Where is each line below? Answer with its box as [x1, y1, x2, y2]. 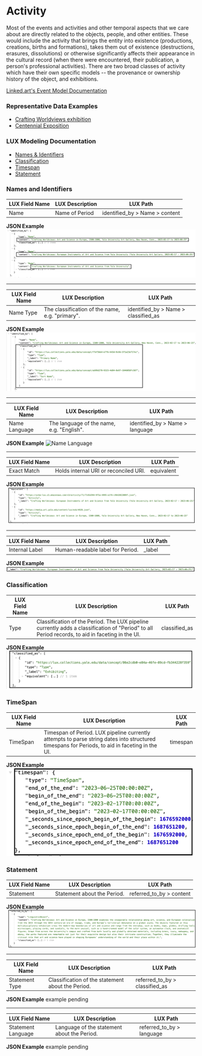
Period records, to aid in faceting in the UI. [36, 630, 141, 638]
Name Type [8, 309, 38, 316]
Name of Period [55, 209, 94, 216]
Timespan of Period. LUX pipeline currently [43, 728, 150, 736]
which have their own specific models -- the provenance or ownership [6, 69, 180, 76]
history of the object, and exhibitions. [6, 75, 99, 82]
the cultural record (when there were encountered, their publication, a [6, 56, 179, 63]
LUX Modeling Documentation [6, 137, 96, 146]
